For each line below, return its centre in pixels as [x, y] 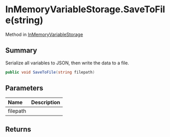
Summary [21, 50]
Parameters [24, 88]
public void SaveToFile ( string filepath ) [50, 72]
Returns [18, 129]
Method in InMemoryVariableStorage [44, 34]
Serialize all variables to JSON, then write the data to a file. [67, 63]
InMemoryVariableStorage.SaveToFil [85, 9]
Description [46, 102]
